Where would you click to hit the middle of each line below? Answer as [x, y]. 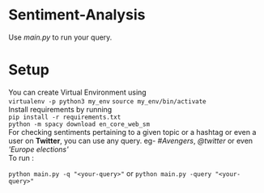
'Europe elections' [38, 149]
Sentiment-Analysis [77, 15]
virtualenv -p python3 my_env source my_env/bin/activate [107, 101]
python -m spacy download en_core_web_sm [79, 124]
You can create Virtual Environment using [78, 92]
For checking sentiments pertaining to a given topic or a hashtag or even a [132, 132]
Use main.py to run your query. [60, 37]
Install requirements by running [60, 109]
